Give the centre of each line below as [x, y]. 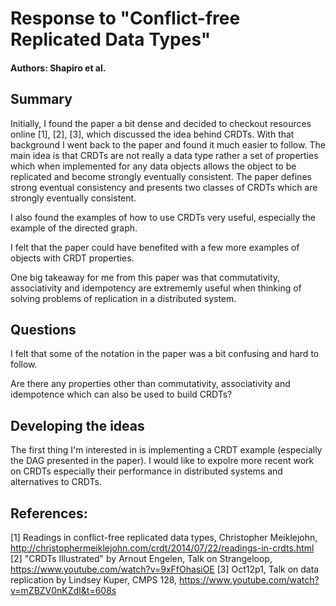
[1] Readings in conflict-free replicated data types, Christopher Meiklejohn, [164, 538]
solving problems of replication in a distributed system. [123, 298]
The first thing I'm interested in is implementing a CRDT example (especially [166, 450]
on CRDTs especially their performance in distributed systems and [146, 471]
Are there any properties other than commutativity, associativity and [150, 384]
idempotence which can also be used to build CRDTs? [121, 394]
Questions [43, 329]
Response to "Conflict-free [125, 18]
